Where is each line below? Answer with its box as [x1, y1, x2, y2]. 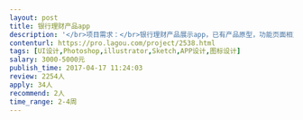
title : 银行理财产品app [9, 22, 90, 31]
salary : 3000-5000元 [9, 55, 86, 64]
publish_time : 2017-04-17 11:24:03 [9, 64, 143, 73]
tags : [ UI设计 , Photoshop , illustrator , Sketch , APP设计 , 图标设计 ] [9, 47, 242, 56]
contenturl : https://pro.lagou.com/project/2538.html [9, 38, 216, 48]
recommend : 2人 [9, 88, 65, 97]
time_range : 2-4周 [9, 97, 78, 106]
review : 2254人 [9, 72, 65, 81]
